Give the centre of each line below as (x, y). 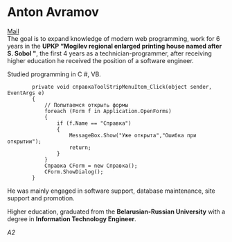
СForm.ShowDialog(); (74, 172)
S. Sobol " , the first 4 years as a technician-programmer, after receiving (110, 53)
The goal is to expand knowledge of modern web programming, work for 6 (114, 38)
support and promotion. (41, 198)
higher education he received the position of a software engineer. (100, 60)
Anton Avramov (53, 12)
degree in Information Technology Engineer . (72, 218)
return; (80, 147)
